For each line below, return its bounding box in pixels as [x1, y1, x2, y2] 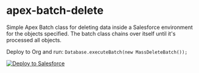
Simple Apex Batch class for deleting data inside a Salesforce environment [6, 24, 193, 31]
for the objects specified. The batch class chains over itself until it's [6, 30, 176, 37]
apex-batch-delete [6, 4, 104, 17]
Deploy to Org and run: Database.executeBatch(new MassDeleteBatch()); [6, 48, 187, 55]
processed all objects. [6, 36, 62, 43]
